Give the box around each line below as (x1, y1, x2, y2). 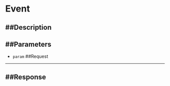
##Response (5, 72, 47, 81)
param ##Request (12, 53, 49, 59)
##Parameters (5, 40, 52, 48)
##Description (5, 23, 52, 32)
